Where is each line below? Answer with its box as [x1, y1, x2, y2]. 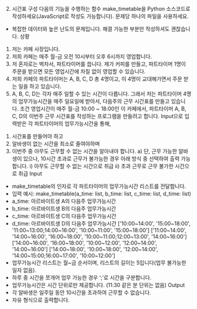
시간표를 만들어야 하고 [11, 133, 64, 140]
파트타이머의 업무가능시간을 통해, [34, 120, 112, 127]
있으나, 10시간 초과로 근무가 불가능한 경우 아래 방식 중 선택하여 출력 [23, 155, 180, 162]
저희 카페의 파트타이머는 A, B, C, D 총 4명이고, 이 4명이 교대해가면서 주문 [11, 75, 183, 82]
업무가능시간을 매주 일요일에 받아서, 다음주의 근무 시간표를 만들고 [18, 98, 170, 104]
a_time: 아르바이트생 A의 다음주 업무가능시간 [11, 197, 116, 205]
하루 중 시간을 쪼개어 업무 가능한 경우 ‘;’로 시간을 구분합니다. [11, 274, 152, 281]
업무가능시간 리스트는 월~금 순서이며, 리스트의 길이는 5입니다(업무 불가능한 [11, 259, 187, 266]
